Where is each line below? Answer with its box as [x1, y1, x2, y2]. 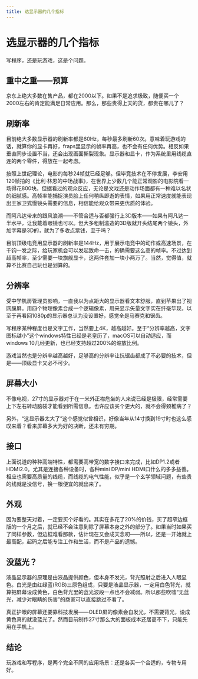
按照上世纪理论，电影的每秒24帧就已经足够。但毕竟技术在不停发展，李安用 [6, 170, 189, 177]
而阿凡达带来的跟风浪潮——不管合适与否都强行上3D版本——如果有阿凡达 [6, 212, 184, 219]
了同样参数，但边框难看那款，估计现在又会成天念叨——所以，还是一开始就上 [6, 531, 192, 538]
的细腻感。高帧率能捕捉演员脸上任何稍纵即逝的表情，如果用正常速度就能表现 [6, 192, 192, 200]
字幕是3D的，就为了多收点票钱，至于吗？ [11, 227, 111, 234]
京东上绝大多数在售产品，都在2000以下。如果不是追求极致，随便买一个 [6, 92, 180, 99]
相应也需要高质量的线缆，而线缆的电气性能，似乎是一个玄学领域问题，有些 [6, 473, 187, 480]
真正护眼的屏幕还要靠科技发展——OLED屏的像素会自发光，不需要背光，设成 [6, 609, 190, 616]
